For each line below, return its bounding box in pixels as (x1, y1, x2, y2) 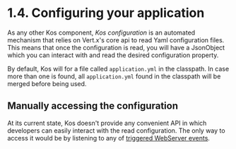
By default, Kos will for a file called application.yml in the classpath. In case (7, 64, 230, 73)
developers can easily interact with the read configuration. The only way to (7, 126, 225, 135)
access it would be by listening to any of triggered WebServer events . (7, 133, 211, 142)
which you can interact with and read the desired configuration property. (7, 51, 219, 59)
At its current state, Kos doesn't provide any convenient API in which (7, 119, 207, 127)
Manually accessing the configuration (7, 100, 179, 112)
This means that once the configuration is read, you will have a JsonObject (7, 43, 225, 52)
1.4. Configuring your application (7, 5, 205, 21)
